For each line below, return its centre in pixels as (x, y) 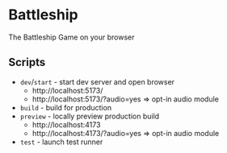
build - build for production (65, 107)
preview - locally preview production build (90, 116)
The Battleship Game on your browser (71, 37)
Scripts (27, 62)
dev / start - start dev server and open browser (97, 81)
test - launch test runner (61, 142)
